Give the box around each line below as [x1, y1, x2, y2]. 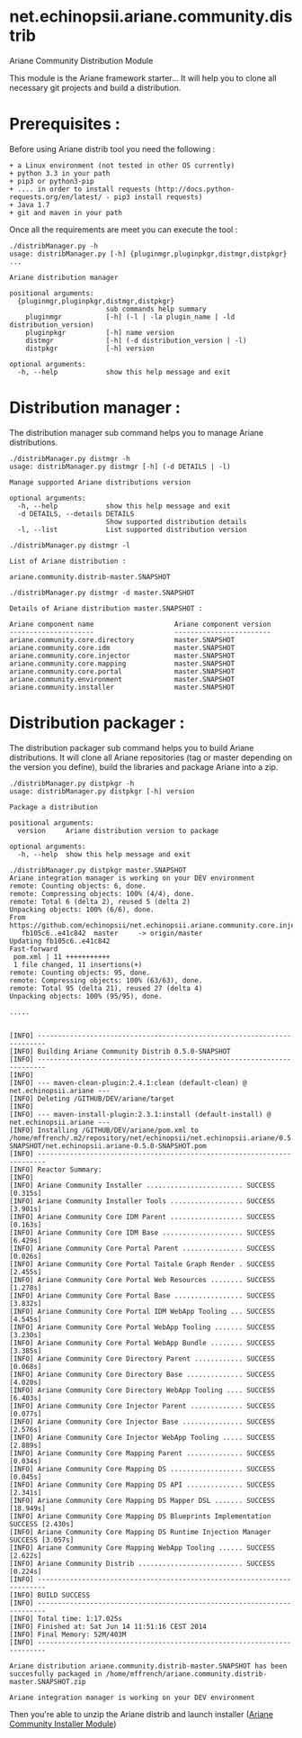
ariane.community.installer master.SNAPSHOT [9, 683, 235, 692]
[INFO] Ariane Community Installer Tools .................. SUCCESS [9, 1196, 276, 1206]
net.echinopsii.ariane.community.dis [9, 6, 293, 27]
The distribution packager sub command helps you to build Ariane [9, 742, 254, 753]
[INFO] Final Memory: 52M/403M [9, 1630, 127, 1639]
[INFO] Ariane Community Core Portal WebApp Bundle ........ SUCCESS [9, 1338, 276, 1347]
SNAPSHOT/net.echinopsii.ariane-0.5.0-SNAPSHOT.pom [9, 1141, 207, 1150]
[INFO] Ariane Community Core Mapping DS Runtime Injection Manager [9, 1527, 271, 1536]
